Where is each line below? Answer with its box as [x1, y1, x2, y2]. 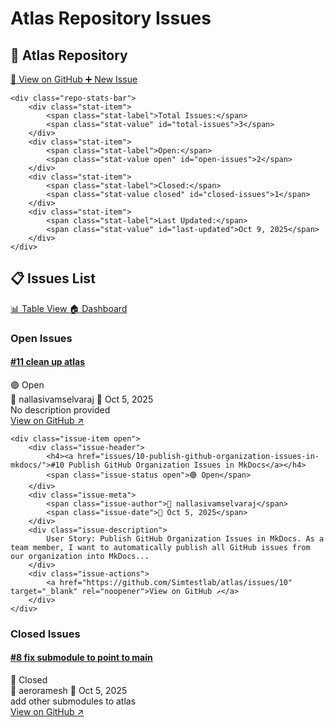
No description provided [10, 403, 111, 416]
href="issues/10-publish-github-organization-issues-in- [77, 451, 320, 461]
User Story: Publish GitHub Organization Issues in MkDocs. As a [46, 533, 325, 544]
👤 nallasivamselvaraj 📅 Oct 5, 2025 [10, 393, 154, 405]
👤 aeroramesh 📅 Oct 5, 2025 [10, 685, 128, 697]
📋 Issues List [10, 270, 96, 287]
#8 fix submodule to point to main [10, 652, 153, 664]
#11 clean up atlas [10, 356, 86, 368]
